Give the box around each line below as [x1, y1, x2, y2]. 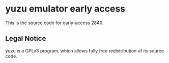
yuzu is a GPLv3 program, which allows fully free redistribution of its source [5, 47, 164, 53]
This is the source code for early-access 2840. [5, 20, 104, 26]
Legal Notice [5, 34, 46, 43]
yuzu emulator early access [5, 3, 126, 15]
